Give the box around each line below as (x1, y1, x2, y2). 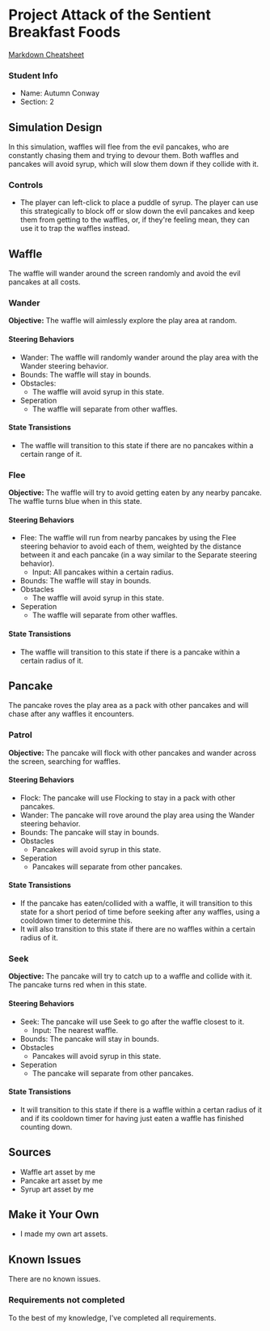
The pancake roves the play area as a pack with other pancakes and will (8, 701, 249, 710)
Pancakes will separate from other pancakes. (32, 861, 184, 872)
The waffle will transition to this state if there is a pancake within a (19, 646, 241, 657)
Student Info (8, 70, 58, 81)
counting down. (19, 1122, 73, 1132)
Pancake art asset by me (19, 1175, 103, 1185)
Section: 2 (19, 97, 55, 107)
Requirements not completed (8, 1295, 125, 1306)
